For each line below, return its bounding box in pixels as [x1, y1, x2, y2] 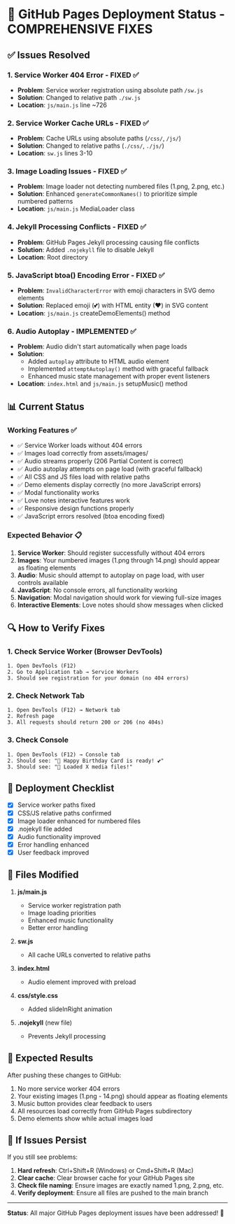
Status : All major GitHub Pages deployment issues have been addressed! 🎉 [7, 1209, 225, 1217]
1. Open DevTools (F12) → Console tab [7, 751, 120, 758]
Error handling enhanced [17, 840, 90, 849]
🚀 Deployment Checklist [7, 782, 115, 794]
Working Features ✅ [7, 425, 78, 435]
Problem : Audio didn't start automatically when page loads [17, 342, 187, 351]
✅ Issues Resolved [7, 49, 91, 61]
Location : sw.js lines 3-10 [17, 149, 93, 157]
